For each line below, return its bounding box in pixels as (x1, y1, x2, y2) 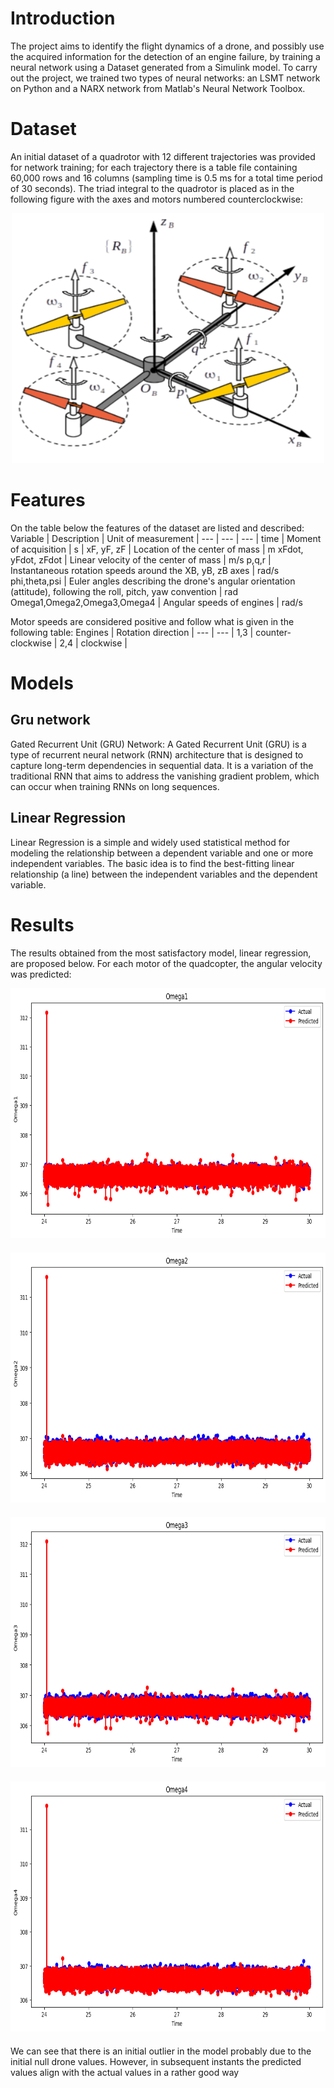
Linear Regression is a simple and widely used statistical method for (10, 836, 291, 848)
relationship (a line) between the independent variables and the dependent (10, 868, 318, 880)
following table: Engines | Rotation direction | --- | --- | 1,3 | (10, 626, 254, 638)
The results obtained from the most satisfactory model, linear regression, (10, 947, 312, 959)
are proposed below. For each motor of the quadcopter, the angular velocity (10, 957, 323, 969)
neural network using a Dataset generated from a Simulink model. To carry (10, 61, 318, 73)
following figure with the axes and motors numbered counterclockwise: (10, 193, 304, 205)
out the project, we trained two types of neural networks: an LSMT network (10, 72, 321, 84)
